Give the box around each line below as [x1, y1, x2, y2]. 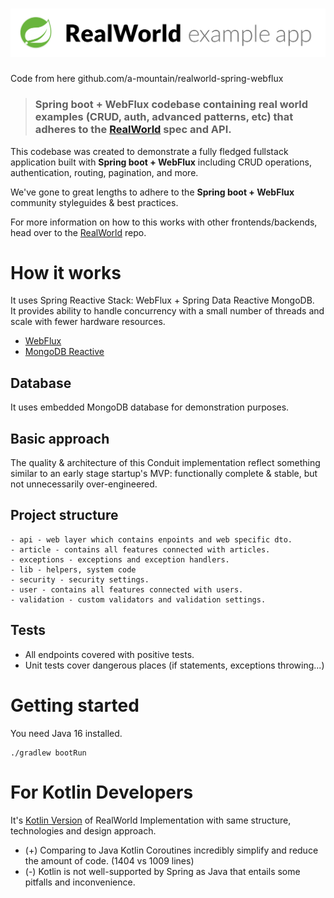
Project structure [10, 507, 119, 524]
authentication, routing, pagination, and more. [10, 166, 199, 178]
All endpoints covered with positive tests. [24, 648, 195, 660]
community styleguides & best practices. [10, 196, 179, 208]
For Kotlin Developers [10, 781, 194, 803]
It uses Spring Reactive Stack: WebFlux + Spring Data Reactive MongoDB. [10, 294, 315, 307]
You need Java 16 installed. [10, 727, 123, 739]
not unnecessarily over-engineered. [10, 478, 158, 490]
